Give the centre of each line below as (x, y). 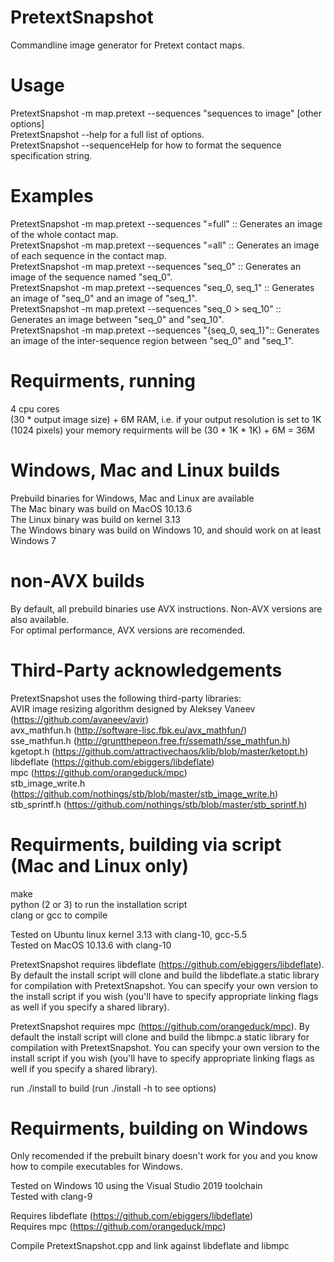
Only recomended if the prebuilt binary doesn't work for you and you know (164, 1156)
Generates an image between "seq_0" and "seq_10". (117, 319)
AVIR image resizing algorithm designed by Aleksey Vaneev (133, 708)
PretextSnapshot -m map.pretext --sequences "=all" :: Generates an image (165, 245)
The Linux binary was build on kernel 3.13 (95, 519)
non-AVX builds (77, 580)
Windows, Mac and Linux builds (145, 470)
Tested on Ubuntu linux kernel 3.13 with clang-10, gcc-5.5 (129, 934)
